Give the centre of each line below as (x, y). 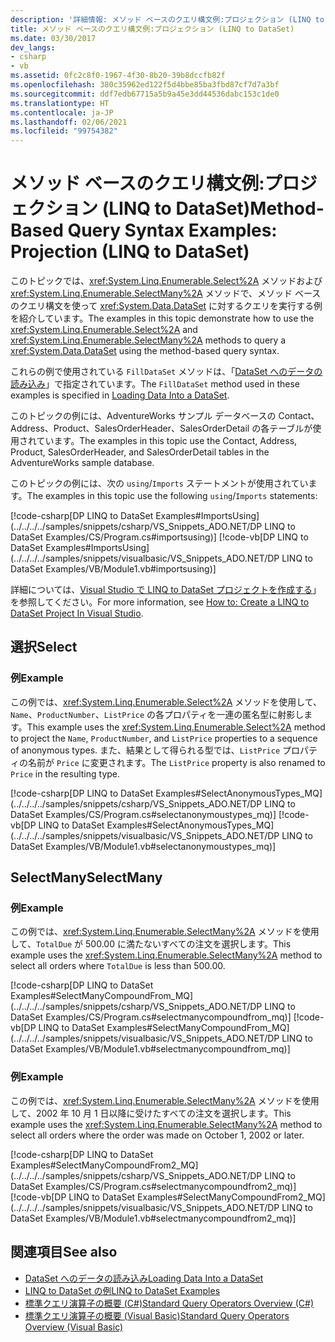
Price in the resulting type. (65, 773)
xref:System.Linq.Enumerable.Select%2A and (104, 330)
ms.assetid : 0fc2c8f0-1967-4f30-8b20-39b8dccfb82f (118, 76)
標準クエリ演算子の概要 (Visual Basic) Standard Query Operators (157, 1315)
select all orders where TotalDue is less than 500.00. (118, 966)
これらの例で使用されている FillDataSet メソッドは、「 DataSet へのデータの (166, 372)
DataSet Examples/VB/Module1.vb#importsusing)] (113, 569)
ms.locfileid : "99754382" (64, 131)
